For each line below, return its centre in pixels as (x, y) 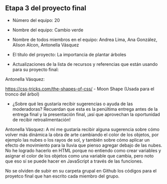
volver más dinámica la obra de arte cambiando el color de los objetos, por (82, 135)
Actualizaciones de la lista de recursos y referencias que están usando (85, 64)
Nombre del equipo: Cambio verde (48, 30)
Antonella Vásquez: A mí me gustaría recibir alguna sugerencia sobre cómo (82, 129)
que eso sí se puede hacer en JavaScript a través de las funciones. (74, 161)
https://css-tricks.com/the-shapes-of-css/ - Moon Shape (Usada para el (80, 89)
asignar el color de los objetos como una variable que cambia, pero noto (80, 156)
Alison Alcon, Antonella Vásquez (46, 45)
